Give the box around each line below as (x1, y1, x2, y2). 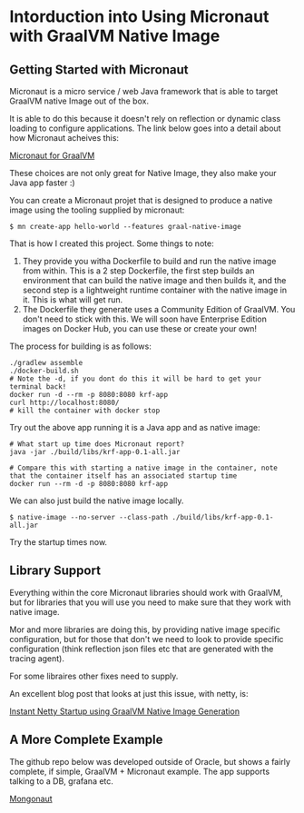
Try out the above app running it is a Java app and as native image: (9, 422, 260, 432)
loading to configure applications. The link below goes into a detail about (9, 123, 281, 134)
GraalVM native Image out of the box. (9, 95, 150, 106)
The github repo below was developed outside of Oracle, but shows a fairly (9, 756, 290, 767)
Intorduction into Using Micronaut (9, 6, 270, 27)
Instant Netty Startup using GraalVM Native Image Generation (9, 706, 240, 717)
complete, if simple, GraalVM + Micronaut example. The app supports (9, 766, 270, 777)
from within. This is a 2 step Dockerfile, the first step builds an (22, 265, 255, 276)
